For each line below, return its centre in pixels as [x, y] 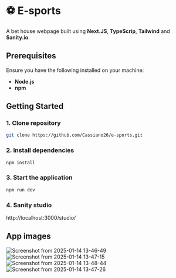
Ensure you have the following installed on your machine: [75, 70]
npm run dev [21, 190]
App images [28, 236]
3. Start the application [39, 178]
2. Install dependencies [40, 150]
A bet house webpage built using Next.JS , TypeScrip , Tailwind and [88, 31]
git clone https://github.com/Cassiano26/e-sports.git [75, 135]
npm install [21, 163]
